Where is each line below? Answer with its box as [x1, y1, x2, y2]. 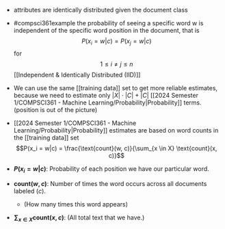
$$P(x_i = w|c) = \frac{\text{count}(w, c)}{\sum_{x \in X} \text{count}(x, [16, 144, 217, 152]
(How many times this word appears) [23, 200, 129, 208]
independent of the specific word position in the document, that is [13, 27, 200, 34]
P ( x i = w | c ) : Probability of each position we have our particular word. [13, 164, 210, 174]
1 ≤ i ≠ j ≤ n [100, 59, 133, 68]
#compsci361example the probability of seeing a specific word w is [13, 19, 204, 27]
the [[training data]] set [13, 133, 79, 142]
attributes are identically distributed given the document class [13, 6, 188, 14]
